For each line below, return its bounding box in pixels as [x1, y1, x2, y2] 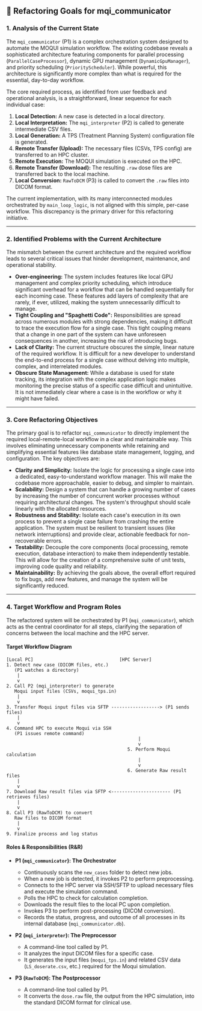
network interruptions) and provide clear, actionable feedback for [14, 531, 177, 538]
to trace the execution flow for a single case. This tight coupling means [14, 324, 191, 331]
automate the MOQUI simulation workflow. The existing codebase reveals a [6, 44, 192, 51]
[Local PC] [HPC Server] [6, 656, 152, 663]
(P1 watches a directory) [14, 667, 79, 673]
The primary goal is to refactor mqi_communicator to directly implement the [6, 429, 189, 436]
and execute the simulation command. [23, 888, 119, 895]
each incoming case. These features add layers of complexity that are [14, 292, 188, 299]
